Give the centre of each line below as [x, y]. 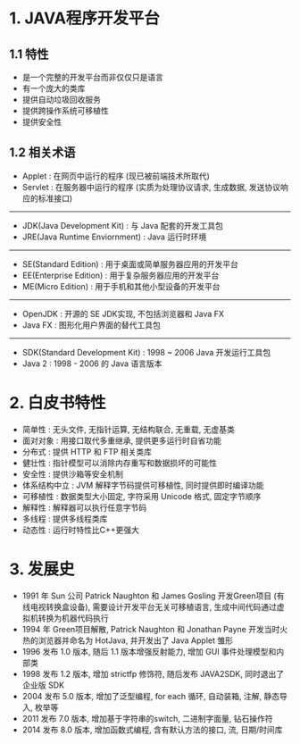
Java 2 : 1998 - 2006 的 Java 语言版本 [92, 364]
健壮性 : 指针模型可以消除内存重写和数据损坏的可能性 [119, 463]
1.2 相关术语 [42, 153]
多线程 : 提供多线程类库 [65, 518]
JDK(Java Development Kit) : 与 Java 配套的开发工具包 [122, 225]
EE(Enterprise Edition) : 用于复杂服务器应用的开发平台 [121, 275]
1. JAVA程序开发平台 [85, 18]
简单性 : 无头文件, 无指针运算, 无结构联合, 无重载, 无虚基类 [128, 429]
